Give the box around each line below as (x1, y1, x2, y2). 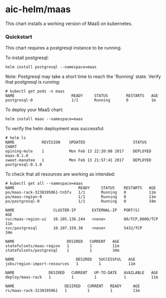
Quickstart (5, 33, 33, 40)
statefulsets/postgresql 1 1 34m (5, 248, 120, 253)
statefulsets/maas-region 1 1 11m (5, 243, 120, 249)
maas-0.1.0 (5, 153, 29, 159)
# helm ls (5, 135, 26, 141)
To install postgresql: (5, 55, 49, 61)
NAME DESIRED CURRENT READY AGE (5, 284, 140, 289)
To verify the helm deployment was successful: (5, 126, 104, 132)
